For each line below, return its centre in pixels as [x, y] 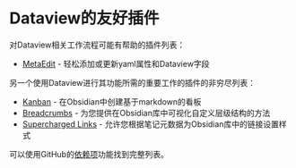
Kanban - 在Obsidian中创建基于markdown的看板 [112, 101]
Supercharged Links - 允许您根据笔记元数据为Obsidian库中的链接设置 [151, 124]
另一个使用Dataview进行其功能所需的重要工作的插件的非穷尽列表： [132, 82]
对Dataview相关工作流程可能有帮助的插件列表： [97, 45]
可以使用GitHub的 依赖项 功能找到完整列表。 [89, 154]
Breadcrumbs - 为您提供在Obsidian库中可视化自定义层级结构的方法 [146, 113]
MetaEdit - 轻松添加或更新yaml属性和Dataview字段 [116, 63]
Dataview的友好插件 [84, 18]
